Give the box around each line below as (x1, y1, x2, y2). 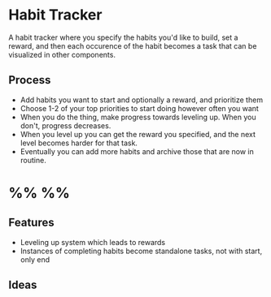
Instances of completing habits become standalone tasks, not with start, (20, 246, 263, 256)
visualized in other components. (8, 49, 116, 59)
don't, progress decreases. (20, 120, 111, 131)
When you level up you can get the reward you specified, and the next (20, 129, 256, 139)
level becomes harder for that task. (20, 138, 138, 148)
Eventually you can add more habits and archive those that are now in (20, 146, 254, 156)
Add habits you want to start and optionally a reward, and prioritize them (20, 95, 263, 105)
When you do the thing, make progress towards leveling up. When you (20, 112, 256, 122)
